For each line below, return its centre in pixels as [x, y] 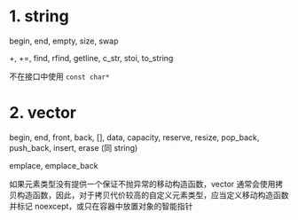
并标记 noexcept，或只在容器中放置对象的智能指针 [101, 206]
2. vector [43, 113]
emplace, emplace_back [54, 165]
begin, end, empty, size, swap [64, 41]
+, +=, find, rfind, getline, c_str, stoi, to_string [91, 58]
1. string [39, 16]
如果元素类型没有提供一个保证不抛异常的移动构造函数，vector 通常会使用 [142, 184]
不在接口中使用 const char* [59, 76]
